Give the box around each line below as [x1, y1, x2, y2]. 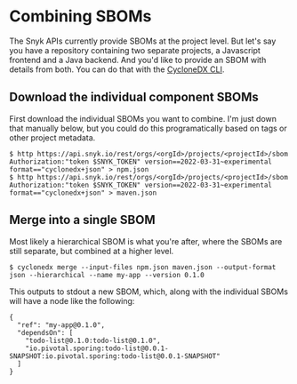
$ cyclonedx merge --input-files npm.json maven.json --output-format [9, 262, 277, 272]
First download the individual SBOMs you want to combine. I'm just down [9, 113, 277, 124]
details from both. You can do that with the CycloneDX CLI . [9, 64, 225, 75]
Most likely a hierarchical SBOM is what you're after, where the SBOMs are [9, 236, 283, 246]
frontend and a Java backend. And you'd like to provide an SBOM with [9, 54, 267, 65]
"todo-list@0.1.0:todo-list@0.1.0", [25, 336, 162, 345]
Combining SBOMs [9, 6, 152, 27]
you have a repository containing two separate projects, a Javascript [9, 44, 261, 55]
